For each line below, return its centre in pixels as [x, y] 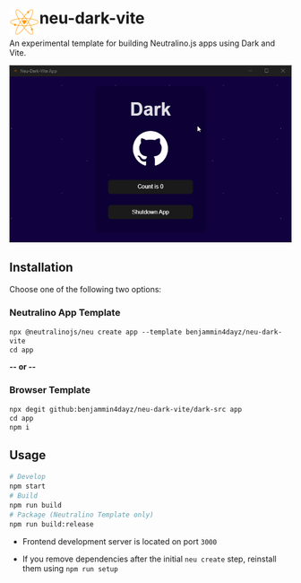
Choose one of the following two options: [86, 289]
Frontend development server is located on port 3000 [120, 541]
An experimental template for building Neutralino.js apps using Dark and [142, 43]
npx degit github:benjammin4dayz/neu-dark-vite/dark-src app [126, 410]
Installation [41, 268]
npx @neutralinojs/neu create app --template [95, 332]
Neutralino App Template [65, 312]
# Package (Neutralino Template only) [82, 515]
